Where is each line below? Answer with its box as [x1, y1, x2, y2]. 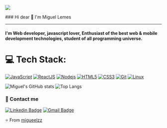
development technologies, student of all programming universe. [5, 35, 143, 41]
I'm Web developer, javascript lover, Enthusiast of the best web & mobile [5, 30, 158, 36]
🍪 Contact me [5, 96, 39, 103]
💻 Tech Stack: [5, 54, 67, 65]
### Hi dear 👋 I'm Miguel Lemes [5, 14, 71, 20]
